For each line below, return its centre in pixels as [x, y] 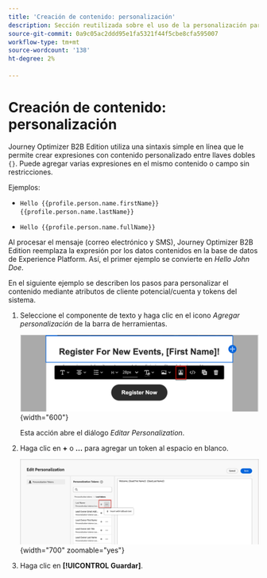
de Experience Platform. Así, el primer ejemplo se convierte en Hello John [129, 259]
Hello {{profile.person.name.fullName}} [87, 227]
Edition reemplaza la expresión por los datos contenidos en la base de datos [133, 250]
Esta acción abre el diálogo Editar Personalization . [102, 432]
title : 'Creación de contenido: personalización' [92, 17]
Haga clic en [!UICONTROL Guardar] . [81, 565]
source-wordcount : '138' [49, 51]
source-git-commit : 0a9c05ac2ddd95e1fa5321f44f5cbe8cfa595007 [113, 33]
